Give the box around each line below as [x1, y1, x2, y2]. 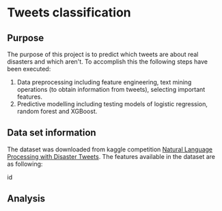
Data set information [7, 127, 97, 138]
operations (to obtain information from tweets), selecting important [16, 86, 206, 93]
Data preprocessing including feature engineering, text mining [16, 78, 192, 86]
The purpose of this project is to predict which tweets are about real [7, 50, 199, 58]
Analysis [7, 193, 46, 205]
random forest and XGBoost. [16, 108, 98, 115]
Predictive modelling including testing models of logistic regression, [16, 100, 208, 108]
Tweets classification [7, 5, 131, 21]
